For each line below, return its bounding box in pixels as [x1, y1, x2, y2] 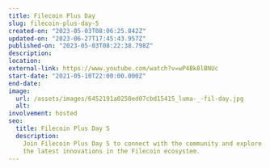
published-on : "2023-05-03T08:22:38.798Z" [8, 42, 154, 50]
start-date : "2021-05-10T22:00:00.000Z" [8, 72, 147, 80]
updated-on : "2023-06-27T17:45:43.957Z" [8, 34, 147, 43]
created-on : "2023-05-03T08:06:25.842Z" [8, 27, 147, 35]
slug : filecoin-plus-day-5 [8, 19, 99, 27]
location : [8, 57, 42, 65]
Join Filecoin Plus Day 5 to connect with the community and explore [23, 139, 263, 148]
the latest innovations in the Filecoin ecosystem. [23, 147, 200, 155]
